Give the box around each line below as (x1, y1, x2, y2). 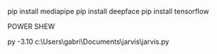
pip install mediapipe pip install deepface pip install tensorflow (7, 7, 209, 16)
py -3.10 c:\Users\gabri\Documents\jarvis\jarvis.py (7, 37, 170, 46)
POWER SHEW (7, 22, 56, 31)
